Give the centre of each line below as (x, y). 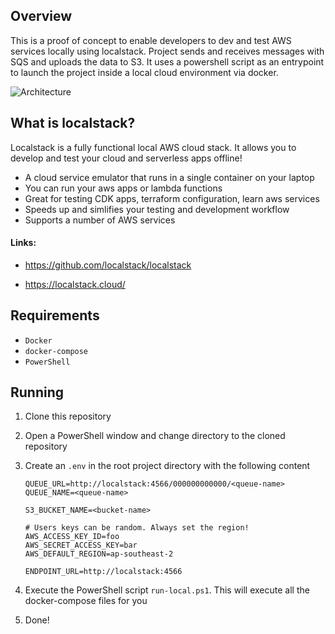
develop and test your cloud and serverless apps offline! (126, 158)
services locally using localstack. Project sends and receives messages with (167, 51)
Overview (41, 16)
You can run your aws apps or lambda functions (123, 188)
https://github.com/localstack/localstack (108, 265)
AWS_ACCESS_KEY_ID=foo (72, 537)
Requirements (55, 315)
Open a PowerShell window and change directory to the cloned (155, 436)
